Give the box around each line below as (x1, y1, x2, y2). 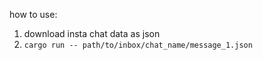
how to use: (9, 9, 58, 20)
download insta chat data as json (23, 28, 161, 39)
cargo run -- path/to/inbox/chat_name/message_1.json (23, 40, 253, 50)
